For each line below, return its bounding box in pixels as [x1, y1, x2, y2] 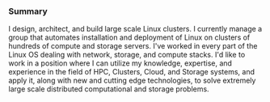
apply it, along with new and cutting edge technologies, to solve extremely [8, 75, 256, 86]
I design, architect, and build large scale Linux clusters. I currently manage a [8, 24, 263, 34]
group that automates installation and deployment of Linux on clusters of [8, 32, 251, 42]
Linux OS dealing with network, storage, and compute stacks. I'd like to [8, 50, 246, 60]
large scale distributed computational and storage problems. [8, 84, 209, 94]
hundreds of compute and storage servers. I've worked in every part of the [8, 41, 258, 51]
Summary [8, 6, 49, 17]
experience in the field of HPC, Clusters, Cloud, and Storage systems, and [8, 67, 255, 77]
